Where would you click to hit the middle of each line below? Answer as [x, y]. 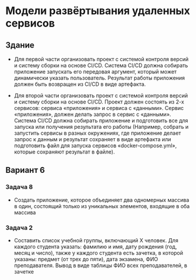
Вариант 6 [25, 170]
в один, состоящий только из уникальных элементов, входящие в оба [102, 206]
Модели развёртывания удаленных [98, 11]
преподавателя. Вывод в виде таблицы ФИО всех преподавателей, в [101, 265]
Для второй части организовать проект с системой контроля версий [101, 96]
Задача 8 [19, 187]
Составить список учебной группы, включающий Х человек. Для [96, 240]
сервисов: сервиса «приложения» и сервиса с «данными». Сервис [99, 108]
